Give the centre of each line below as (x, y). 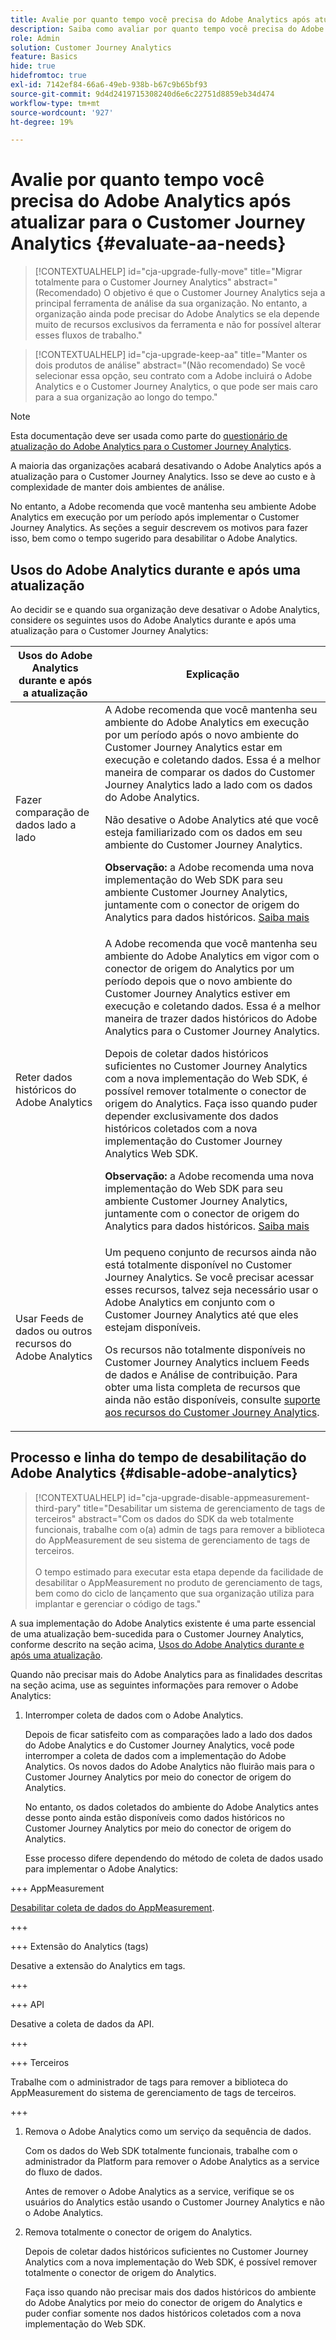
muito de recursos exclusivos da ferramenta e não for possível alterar (178, 325)
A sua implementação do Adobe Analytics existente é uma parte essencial (163, 1623)
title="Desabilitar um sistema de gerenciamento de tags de (204, 1508)
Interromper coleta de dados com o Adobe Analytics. (134, 1715)
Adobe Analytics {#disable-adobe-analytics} (154, 1473)
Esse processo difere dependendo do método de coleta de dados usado (174, 1858)
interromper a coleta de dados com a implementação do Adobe (155, 1755)
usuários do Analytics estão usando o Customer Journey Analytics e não (174, 2202)
